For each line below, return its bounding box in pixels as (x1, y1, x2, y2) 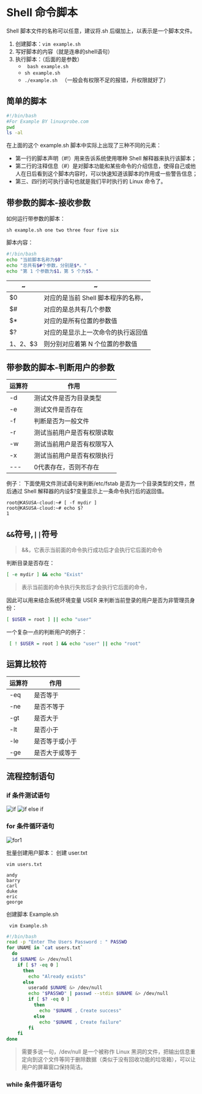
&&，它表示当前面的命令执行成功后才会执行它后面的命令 (21, 546, 163, 553)
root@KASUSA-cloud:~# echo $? (6, 505, 84, 512)
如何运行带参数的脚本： (6, 215, 65, 222)
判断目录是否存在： (6, 560, 55, 567)
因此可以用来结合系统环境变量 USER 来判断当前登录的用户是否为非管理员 (6, 596, 190, 604)
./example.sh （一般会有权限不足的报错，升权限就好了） (24, 76, 170, 84)
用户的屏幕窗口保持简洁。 (21, 1063, 86, 1071)
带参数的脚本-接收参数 (6, 197, 91, 208)
